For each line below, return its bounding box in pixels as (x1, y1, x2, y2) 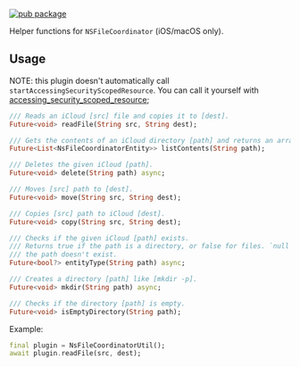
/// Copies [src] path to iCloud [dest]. (9, 209, 166, 218)
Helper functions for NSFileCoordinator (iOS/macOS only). (9, 26, 224, 36)
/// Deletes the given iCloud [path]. (9, 161, 154, 170)
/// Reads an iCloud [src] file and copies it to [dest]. (9, 112, 229, 121)
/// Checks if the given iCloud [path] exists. (9, 233, 190, 243)
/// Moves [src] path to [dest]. (9, 185, 134, 194)
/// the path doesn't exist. (9, 250, 118, 259)
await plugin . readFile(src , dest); (9, 349, 142, 358)
